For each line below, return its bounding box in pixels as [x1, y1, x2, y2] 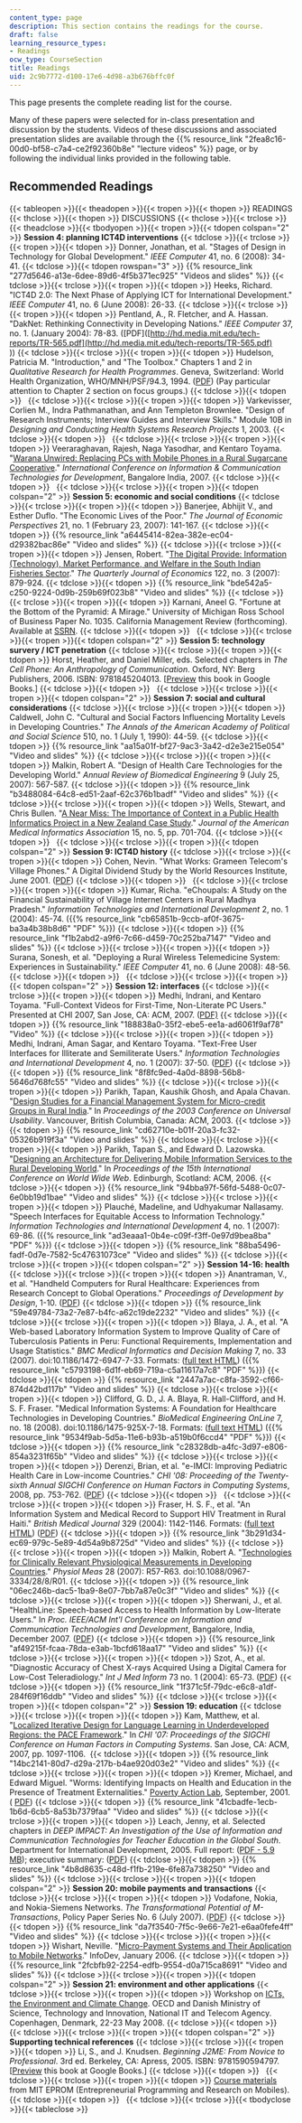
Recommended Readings [9, 179, 153, 194]
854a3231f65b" [9, 1451, 68, 1462]
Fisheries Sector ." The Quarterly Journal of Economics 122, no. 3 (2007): [9, 567, 280, 578]
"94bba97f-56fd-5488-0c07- [175, 1182, 287, 1192]
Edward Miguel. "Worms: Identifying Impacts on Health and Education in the [9, 1777, 292, 1788]
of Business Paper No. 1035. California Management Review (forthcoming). [9, 615, 288, 626]
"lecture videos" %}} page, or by [136, 143, 259, 154]
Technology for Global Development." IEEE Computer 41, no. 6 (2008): [9, 250, 270, 262]
